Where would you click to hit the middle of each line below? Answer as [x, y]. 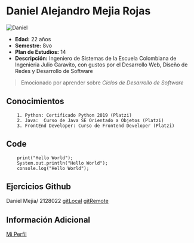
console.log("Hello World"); [53, 168]
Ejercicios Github [39, 186]
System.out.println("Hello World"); [63, 163]
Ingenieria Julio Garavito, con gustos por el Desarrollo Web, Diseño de [101, 65]
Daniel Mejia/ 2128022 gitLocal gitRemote [57, 201]
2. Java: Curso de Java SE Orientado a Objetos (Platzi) [90, 120]
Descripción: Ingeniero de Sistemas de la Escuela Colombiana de [96, 58]
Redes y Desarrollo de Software [54, 71]
